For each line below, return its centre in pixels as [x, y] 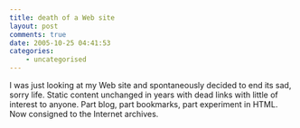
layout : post [34, 26]
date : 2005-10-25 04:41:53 [60, 43]
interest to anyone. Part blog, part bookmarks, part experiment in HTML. [144, 104]
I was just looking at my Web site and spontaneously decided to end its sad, [150, 85]
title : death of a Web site [62, 18]
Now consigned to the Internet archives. [84, 114]
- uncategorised [56, 59]
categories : [32, 51]
